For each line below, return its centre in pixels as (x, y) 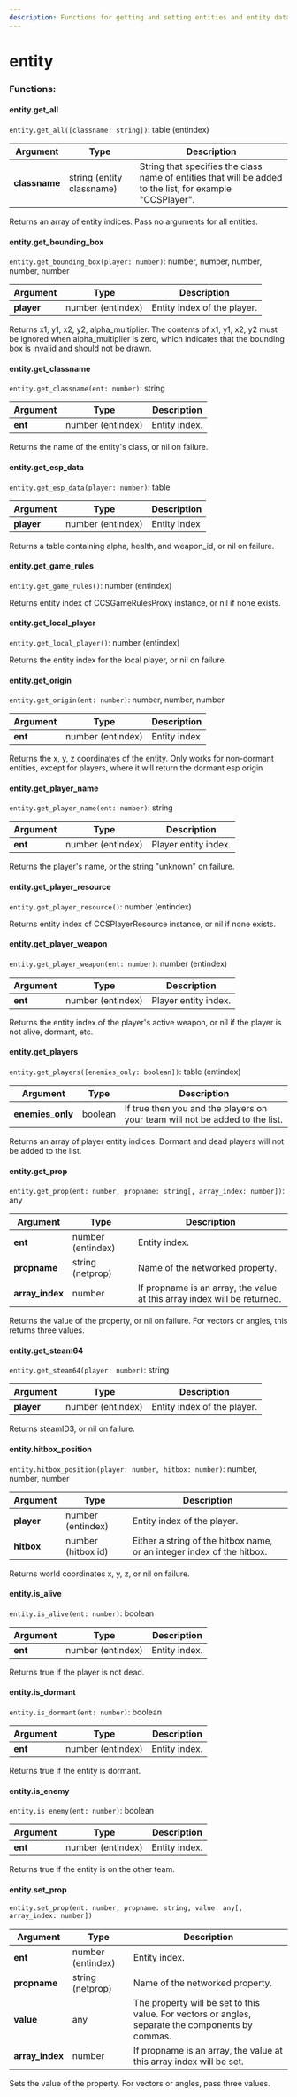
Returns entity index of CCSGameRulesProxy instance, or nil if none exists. (145, 602)
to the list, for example (186, 189)
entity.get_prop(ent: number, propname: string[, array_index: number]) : (147, 1191)
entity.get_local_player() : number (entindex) (95, 642)
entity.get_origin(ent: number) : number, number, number (117, 700)
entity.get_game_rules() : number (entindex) (91, 585)
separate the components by (193, 2025)
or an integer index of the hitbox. (200, 1551)
